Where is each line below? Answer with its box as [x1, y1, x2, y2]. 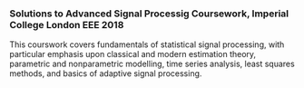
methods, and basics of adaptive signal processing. [9, 68, 202, 79]
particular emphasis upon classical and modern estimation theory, [9, 49, 257, 60]
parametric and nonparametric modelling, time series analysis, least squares [9, 58, 295, 70]
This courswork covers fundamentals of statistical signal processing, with [9, 39, 285, 50]
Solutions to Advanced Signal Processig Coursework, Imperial [9, 7, 289, 20]
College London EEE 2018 [9, 18, 124, 31]
